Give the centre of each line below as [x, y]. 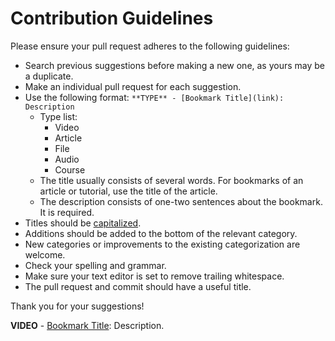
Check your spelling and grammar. [95, 265]
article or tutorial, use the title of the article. [128, 191]
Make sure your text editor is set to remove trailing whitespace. [154, 276]
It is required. [67, 212]
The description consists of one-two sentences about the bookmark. [181, 201]
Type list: [58, 116]
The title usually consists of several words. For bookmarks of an [171, 180]
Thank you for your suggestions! [77, 306]
